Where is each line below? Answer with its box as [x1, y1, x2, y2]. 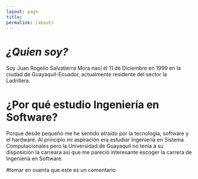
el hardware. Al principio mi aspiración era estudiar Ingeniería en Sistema [6, 136, 184, 144]
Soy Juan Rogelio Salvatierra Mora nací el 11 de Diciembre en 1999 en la [6, 64, 181, 71]
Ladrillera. [6, 77, 31, 84]
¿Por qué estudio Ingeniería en [6, 98, 160, 111]
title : [6, 14, 22, 20]
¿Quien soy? [6, 45, 69, 58]
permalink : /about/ [6, 19, 54, 25]
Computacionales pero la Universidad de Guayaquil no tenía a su [6, 142, 164, 149]
